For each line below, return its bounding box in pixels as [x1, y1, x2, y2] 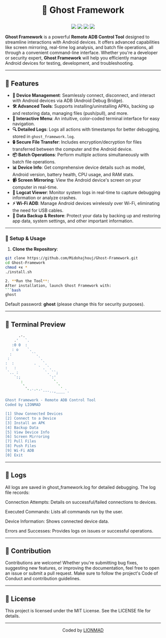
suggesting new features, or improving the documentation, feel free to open [5, 565, 160, 571]
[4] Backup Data [5, 425, 39, 430]
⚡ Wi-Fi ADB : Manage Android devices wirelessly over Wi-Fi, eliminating [12, 200, 160, 206]
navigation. [12, 121, 36, 127]
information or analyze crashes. [12, 195, 77, 200]
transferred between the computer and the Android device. [12, 146, 133, 152]
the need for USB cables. [12, 207, 64, 213]
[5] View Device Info [5, 430, 50, 435]
